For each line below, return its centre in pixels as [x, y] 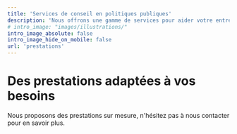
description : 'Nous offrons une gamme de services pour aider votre [110, 20]
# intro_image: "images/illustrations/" [68, 27]
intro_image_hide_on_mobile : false [60, 40]
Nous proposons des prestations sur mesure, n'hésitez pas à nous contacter [119, 115]
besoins [31, 96]
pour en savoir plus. [36, 123]
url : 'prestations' [36, 46]
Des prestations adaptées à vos [102, 81]
